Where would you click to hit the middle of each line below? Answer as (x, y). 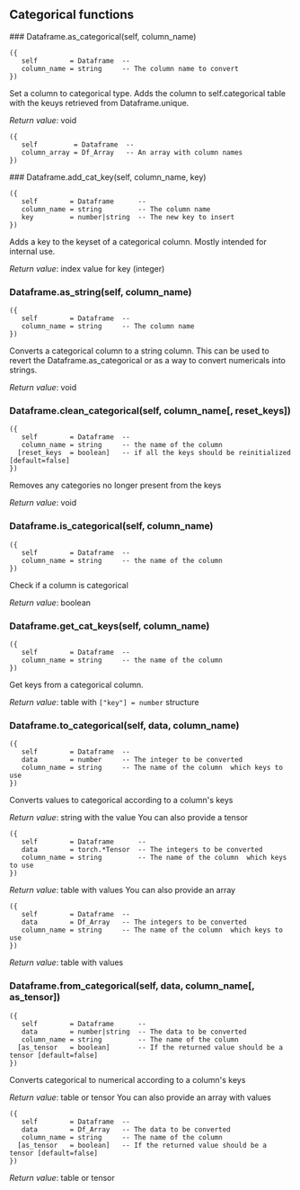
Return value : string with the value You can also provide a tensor (129, 818)
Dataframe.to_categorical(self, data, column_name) (124, 725)
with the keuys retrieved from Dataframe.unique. (99, 103)
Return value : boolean (50, 603)
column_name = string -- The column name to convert (130, 68)
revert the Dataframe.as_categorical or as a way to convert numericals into (147, 361)
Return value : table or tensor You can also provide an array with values (140, 1097)
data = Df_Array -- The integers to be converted (134, 922)
